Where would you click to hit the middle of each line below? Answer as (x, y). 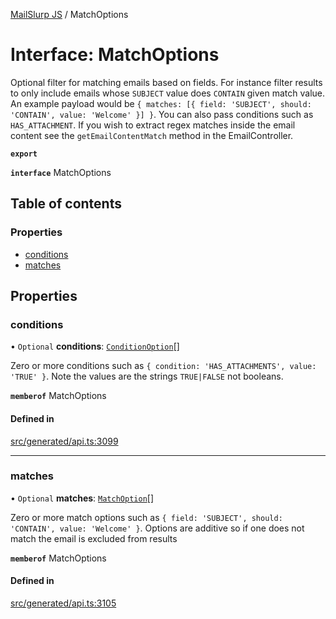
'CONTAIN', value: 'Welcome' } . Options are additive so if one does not (157, 528)
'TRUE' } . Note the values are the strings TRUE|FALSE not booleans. (147, 376)
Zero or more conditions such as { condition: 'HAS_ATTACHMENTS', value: (163, 366)
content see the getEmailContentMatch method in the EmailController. (152, 135)
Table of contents (66, 204)
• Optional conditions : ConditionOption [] (95, 346)
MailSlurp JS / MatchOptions (69, 14)
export (24, 154)
